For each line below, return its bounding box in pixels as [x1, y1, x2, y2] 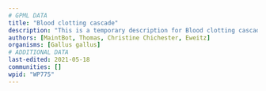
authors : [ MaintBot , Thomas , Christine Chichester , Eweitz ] [8, 33, 211, 42]
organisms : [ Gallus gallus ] [8, 41, 101, 49]
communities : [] [8, 63, 62, 71]
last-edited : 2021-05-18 [8, 56, 90, 64]
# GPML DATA [8, 11, 47, 20]
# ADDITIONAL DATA [8, 48, 69, 56]
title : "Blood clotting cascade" [8, 19, 119, 27]
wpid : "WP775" [8, 70, 55, 78]
